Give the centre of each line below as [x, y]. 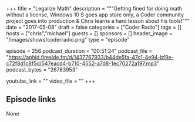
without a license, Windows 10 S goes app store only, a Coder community [95, 15]
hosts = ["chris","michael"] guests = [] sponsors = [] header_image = [90, 33]
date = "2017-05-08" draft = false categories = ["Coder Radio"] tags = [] [94, 27]
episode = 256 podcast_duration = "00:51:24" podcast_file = [79, 51]
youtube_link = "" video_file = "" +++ [51, 81]
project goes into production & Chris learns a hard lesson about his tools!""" [98, 21]
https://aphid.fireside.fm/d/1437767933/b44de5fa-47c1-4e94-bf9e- [91, 57]
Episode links [31, 99]
